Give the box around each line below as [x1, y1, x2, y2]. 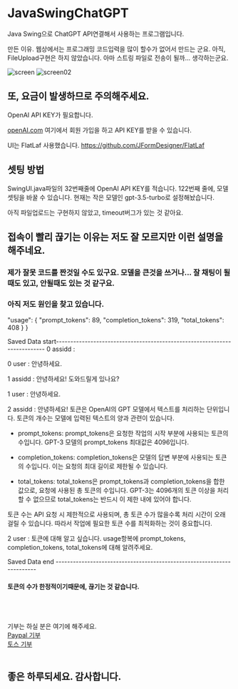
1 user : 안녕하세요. [7, 390, 61, 399]
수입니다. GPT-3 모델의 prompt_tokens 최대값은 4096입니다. [17, 438, 190, 446]
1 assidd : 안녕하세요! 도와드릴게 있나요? [7, 374, 120, 383]
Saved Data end [7, 558, 55, 566]
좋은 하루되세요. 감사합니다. [7, 670, 122, 683]
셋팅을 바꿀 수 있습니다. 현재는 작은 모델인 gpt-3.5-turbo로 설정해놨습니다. [7, 193, 215, 201]
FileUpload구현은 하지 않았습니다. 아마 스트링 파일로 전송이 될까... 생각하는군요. [7, 53, 229, 62]
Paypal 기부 [7, 631, 41, 640]
